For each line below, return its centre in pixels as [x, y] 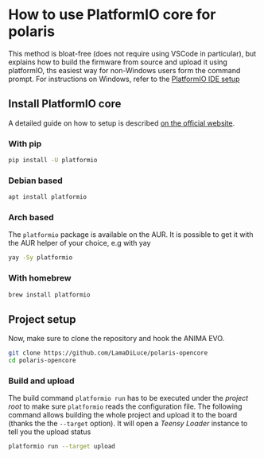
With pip [25, 143]
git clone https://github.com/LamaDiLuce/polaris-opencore [108, 353]
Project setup [43, 319]
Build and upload [41, 381]
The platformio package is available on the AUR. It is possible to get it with [131, 235]
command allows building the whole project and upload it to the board [123, 415]
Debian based [36, 180]
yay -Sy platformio [41, 258]
